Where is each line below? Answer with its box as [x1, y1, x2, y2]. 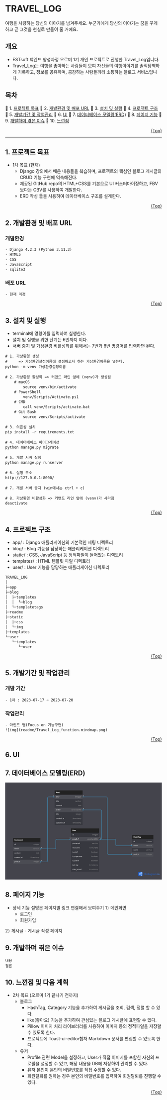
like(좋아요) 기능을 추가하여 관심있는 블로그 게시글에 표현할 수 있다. [27, 1017, 157, 1023]
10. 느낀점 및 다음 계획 [5, 978, 69, 987]
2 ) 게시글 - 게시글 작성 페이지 [5, 927, 63, 933]
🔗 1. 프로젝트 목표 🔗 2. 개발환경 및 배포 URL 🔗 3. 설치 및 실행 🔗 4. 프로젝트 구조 [5, 105, 158, 111]
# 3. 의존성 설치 [5, 425, 36, 430]
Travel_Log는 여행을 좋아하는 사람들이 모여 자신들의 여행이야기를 [12, 63, 139, 69]
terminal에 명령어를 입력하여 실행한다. [12, 330, 86, 336]
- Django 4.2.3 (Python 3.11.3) [5, 247, 72, 252]
